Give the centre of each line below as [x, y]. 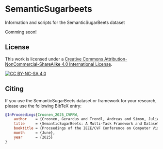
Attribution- [116, 59]
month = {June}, [34, 133]
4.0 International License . [87, 64]
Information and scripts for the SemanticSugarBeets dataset [65, 22]
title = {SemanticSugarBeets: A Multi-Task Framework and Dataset [87, 124]
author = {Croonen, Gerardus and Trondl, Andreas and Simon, [80, 119]
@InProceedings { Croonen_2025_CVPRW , [42, 115]
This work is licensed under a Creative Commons [54, 59]
